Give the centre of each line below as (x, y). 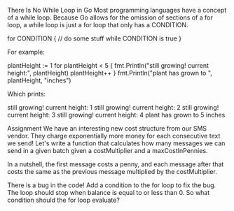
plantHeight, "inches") (39, 80)
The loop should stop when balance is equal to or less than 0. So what (109, 192)
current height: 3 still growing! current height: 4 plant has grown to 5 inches (116, 115)
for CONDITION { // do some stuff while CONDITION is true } (95, 38)
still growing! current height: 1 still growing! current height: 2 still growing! (113, 107)
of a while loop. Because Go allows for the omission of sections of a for (110, 17)
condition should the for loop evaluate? (64, 200)
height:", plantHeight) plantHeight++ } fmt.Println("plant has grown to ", (110, 73)
